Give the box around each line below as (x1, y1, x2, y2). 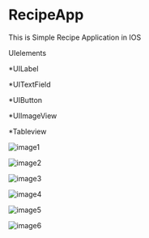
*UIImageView (8, 111, 57, 121)
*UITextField (8, 79, 51, 89)
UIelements (8, 48, 47, 57)
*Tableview (8, 126, 47, 136)
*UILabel (8, 63, 39, 74)
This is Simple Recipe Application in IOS (8, 32, 142, 42)
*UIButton (8, 95, 43, 104)
